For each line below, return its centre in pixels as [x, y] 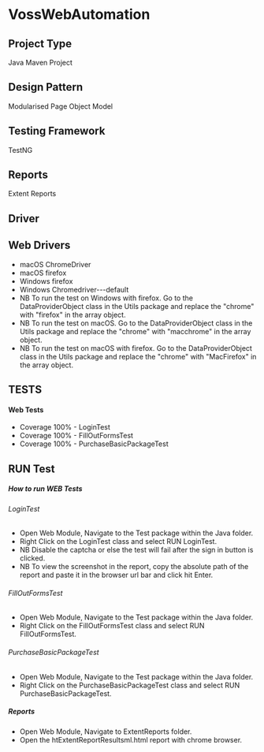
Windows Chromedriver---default [74, 289]
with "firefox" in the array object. [73, 315]
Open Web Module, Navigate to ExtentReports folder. [106, 732]
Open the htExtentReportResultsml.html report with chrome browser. [131, 739]
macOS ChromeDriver [55, 264]
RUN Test [32, 469]
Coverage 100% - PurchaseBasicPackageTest [94, 444]
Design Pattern [46, 87]
